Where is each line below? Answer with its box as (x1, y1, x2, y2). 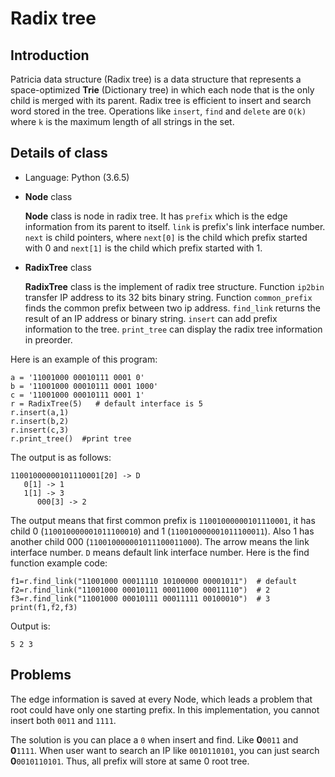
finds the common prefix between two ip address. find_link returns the (24, 302, 321, 314)
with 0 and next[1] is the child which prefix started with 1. (24, 242, 263, 254)
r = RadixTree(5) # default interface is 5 (10, 398, 203, 409)
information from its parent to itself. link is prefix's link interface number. (24, 220, 326, 232)
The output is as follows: (10, 451, 112, 463)
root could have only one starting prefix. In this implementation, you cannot (10, 703, 320, 716)
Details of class (10, 145, 108, 162)
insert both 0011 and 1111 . (10, 714, 117, 726)
